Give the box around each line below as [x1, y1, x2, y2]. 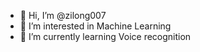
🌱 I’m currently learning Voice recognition [19, 31, 192, 42]
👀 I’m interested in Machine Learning [19, 20, 172, 32]
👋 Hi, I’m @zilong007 [19, 10, 107, 21]
